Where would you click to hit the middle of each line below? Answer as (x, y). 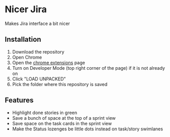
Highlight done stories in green (45, 113)
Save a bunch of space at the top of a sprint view (64, 118)
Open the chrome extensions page (48, 63)
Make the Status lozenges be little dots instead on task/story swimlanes (88, 129)
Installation (23, 39)
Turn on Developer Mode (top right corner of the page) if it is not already (89, 68)
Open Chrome (27, 57)
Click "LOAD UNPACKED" (39, 79)
